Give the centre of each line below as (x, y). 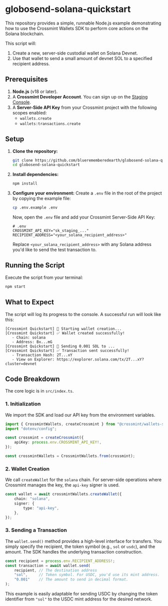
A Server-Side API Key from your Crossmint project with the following (84, 107)
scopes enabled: (29, 112)
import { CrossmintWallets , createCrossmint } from (60, 424)
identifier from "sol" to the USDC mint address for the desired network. (79, 599)
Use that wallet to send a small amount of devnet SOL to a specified (82, 58)
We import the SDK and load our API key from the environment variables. (80, 415)
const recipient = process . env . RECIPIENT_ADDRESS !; (60, 561)
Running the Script (35, 265)
